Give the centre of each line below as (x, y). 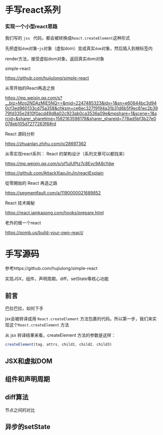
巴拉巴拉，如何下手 (24, 308)
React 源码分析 (20, 134)
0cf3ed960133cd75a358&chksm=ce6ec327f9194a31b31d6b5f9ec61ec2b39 (81, 109)
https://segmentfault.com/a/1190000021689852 (53, 193)
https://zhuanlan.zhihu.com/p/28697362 (46, 144)
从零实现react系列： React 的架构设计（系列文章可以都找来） (66, 154)
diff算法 (17, 397)
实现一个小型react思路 (31, 26)
